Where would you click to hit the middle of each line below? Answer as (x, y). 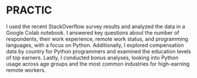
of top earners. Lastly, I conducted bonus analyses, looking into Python (92, 57)
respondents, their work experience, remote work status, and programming (97, 39)
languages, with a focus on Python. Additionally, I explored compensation (95, 45)
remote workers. (26, 70)
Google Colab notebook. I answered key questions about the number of (93, 32)
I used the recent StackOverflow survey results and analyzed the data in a (96, 26)
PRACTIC (29, 10)
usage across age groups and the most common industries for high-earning (98, 64)
